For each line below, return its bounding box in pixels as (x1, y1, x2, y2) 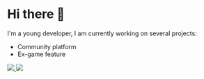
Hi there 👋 (7, 6, 65, 22)
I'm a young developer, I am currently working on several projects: (7, 29, 197, 37)
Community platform (17, 42, 77, 51)
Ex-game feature (17, 50, 66, 58)
